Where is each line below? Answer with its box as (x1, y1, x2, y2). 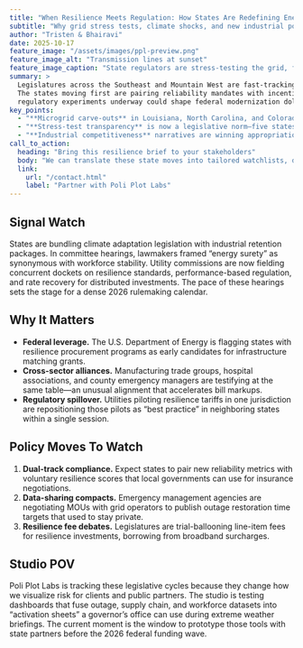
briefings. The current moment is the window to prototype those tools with (9, 619, 286, 630)
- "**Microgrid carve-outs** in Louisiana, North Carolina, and (17, 114, 264, 123)
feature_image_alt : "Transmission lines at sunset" (9, 55, 207, 64)
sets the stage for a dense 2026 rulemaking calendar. (9, 286, 208, 297)
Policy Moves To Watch (9, 440, 143, 455)
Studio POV (9, 556, 75, 571)
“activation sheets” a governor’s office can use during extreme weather (9, 609, 275, 620)
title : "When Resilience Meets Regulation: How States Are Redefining (9, 13, 280, 23)
